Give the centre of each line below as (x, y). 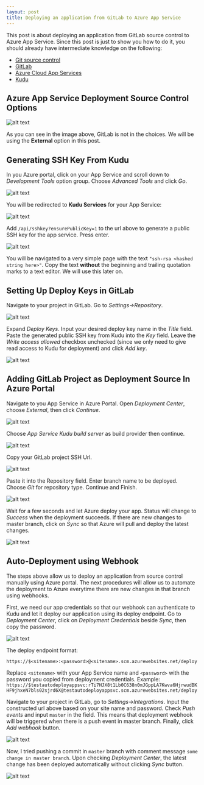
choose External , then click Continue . (53, 410)
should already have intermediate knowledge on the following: (84, 48)
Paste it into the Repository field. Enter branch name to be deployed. (92, 481)
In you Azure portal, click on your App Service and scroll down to (88, 175)
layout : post (23, 12)
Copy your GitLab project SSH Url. (49, 457)
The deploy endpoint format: (42, 650)
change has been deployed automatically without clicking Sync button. (95, 764)
